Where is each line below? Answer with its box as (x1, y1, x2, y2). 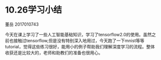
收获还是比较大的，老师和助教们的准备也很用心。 (5, 49, 103, 56)
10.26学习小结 (5, 4, 62, 15)
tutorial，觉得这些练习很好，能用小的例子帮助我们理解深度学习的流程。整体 (5, 44, 155, 49)
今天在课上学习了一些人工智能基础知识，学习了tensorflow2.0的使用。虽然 (5, 31, 152, 37)
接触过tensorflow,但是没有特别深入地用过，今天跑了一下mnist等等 (13, 37, 145, 44)
